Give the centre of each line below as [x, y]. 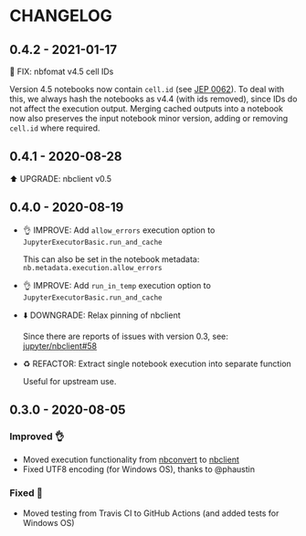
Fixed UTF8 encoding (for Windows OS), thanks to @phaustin [139, 469]
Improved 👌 [37, 436]
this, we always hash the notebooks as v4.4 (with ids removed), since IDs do [153, 99]
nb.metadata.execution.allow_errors [92, 268]
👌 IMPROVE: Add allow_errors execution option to [119, 230]
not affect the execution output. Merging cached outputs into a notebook [146, 109]
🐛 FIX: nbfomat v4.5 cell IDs [62, 71]
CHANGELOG [61, 16]
